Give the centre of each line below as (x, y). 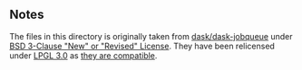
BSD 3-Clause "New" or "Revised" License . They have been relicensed (142, 46)
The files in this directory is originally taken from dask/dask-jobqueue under (151, 36)
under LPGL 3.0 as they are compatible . (83, 55)
